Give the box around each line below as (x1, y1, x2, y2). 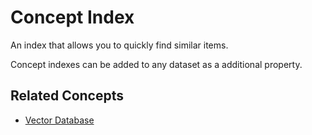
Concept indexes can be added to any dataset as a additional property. (10, 58, 303, 70)
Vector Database (24, 114, 95, 126)
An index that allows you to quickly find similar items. (10, 39, 229, 51)
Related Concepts (10, 87, 125, 105)
